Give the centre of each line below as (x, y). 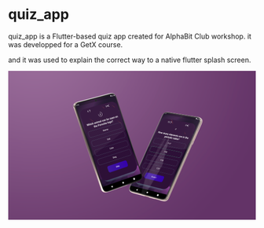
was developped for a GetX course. (66, 44)
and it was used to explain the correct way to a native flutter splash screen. (130, 60)
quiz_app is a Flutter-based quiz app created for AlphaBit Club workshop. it (130, 36)
